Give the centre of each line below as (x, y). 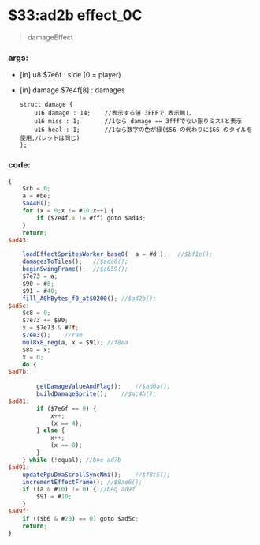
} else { (51, 430)
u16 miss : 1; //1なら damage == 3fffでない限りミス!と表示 (138, 122)
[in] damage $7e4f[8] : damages (72, 90)
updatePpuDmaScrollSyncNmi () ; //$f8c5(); (97, 475)
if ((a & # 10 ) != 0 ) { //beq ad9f (79, 489)
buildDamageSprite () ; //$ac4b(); (97, 394)
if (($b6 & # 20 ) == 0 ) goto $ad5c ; (81, 519)
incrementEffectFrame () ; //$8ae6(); (83, 482)
